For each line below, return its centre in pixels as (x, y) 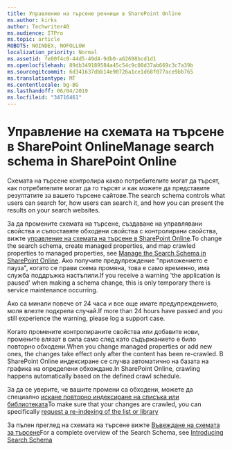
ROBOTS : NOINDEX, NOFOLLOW (46, 46)
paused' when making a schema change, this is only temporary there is (109, 283)
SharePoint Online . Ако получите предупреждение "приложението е (107, 260)
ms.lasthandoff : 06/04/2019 (48, 91)
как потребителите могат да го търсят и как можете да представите (108, 187)
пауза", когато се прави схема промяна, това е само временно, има (108, 267)
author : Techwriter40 (38, 26)
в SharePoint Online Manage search (111, 147)
